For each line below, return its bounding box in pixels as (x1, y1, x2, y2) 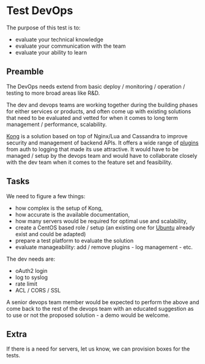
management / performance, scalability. (6, 121, 107, 128)
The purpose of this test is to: (6, 24, 81, 31)
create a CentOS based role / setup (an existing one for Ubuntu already (15, 224, 195, 231)
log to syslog (15, 273, 48, 281)
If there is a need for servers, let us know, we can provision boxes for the (6, 345, 190, 352)
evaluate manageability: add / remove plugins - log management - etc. (15, 243, 193, 251)
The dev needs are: (6, 255, 56, 262)
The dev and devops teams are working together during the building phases (6, 101, 198, 108)
